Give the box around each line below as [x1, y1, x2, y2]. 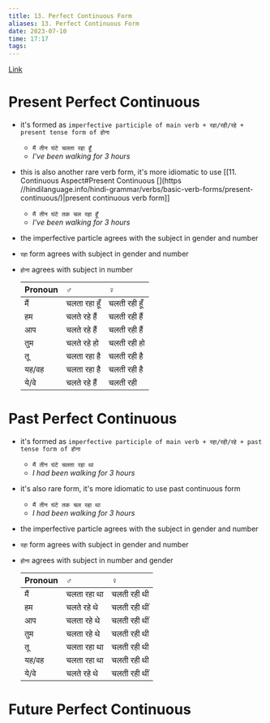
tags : [8, 42, 27, 50]
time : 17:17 [8, 34, 49, 43]
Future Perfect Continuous [8, 700, 192, 719]
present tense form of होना [19, 128, 110, 137]
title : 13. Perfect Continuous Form [8, 11, 132, 20]
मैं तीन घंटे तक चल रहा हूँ [32, 211, 99, 219]
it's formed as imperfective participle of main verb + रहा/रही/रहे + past [19, 437, 262, 446]
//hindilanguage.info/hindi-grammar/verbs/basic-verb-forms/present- [19, 185, 254, 194]
